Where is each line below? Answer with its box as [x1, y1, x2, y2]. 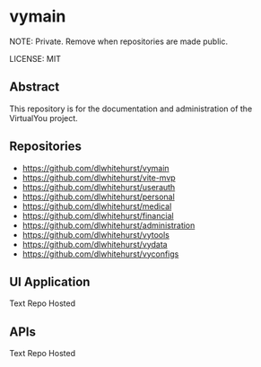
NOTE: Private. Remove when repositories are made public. [9, 36, 229, 47]
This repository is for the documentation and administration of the [9, 103, 253, 114]
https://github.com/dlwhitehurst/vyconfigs [22, 249, 179, 259]
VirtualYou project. [9, 112, 78, 123]
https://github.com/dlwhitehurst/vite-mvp [22, 172, 177, 183]
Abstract [9, 79, 60, 95]
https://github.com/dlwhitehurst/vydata [22, 239, 168, 249]
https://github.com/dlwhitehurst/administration [22, 220, 196, 231]
